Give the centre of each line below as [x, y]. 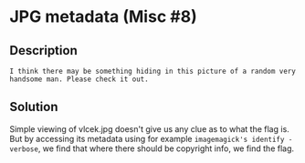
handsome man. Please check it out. [79, 79]
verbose [24, 149]
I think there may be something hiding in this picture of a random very [153, 71]
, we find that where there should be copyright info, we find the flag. [166, 148]
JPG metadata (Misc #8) [104, 17]
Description [43, 51]
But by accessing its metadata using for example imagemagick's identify [147, 138]
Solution [34, 107]
